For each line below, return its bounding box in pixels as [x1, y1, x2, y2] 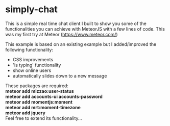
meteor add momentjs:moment [5, 98, 73, 105]
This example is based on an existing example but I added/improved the [5, 41, 157, 47]
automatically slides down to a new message [12, 72, 107, 79]
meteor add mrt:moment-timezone [5, 104, 81, 110]
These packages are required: [5, 83, 69, 89]
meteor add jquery [5, 110, 46, 116]
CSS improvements [12, 56, 54, 62]
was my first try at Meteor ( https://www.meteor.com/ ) [5, 31, 118, 37]
